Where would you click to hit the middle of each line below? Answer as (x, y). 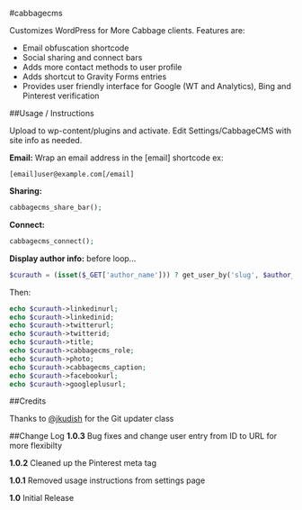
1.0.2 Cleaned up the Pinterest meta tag (83, 463)
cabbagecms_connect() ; (52, 241)
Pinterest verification (61, 96)
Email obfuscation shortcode (75, 48)
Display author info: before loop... (73, 258)
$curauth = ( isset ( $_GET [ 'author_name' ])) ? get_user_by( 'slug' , (134, 275)
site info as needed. (46, 140)
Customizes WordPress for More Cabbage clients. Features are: (127, 30)
